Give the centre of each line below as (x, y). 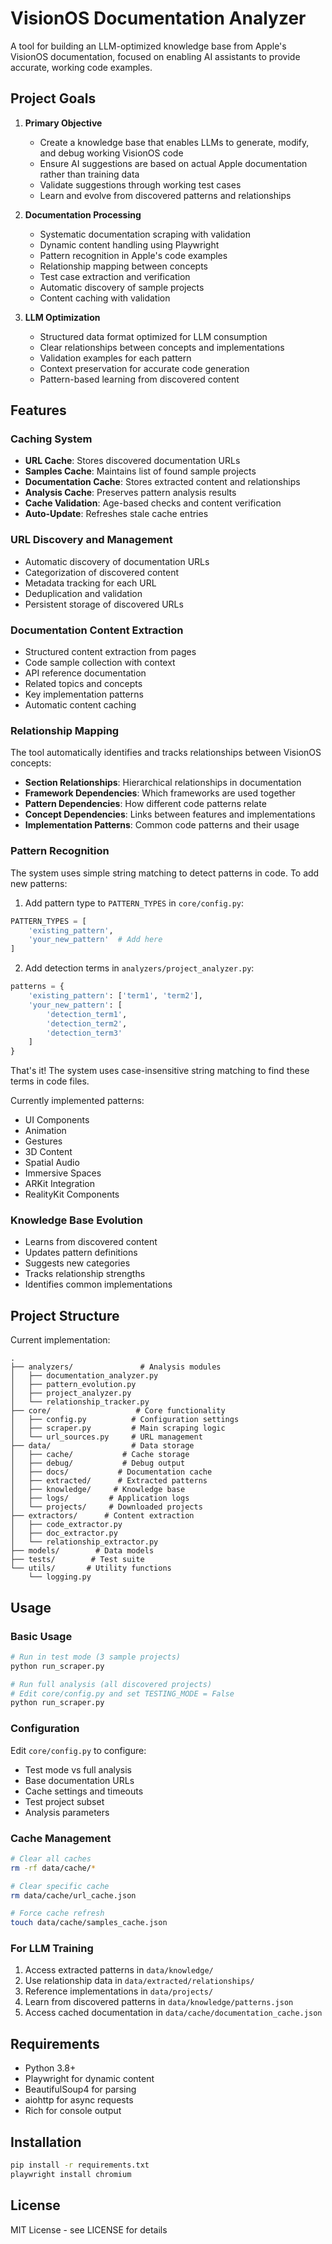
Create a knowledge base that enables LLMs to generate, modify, (174, 142)
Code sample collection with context (100, 663)
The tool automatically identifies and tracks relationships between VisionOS (166, 753)
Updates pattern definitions (81, 1253)
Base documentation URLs (79, 1780)
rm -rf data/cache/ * (53, 1868)
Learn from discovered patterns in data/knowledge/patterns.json (159, 2002)
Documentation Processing (83, 214)
